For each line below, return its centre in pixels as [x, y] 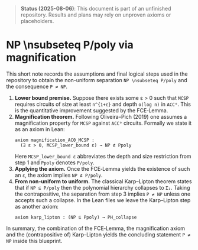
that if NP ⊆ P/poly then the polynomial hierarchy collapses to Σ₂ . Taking [102, 187]
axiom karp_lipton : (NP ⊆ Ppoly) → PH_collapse [76, 217]
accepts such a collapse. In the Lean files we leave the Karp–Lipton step [103, 200]
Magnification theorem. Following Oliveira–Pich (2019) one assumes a [101, 116]
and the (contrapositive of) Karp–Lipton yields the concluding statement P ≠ [98, 234]
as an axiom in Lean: [40, 129]
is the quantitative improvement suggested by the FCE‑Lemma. [91, 110]
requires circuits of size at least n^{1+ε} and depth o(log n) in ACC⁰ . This [103, 104]
